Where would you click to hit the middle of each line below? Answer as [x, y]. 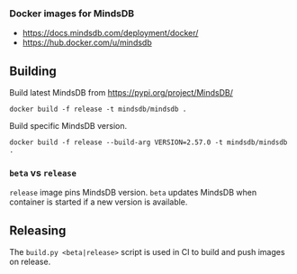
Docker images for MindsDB [72, 14]
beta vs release [43, 173]
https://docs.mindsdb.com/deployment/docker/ [110, 33]
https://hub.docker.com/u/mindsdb [87, 42]
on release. [30, 262]
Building [33, 71]
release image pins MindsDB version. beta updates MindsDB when [133, 193]
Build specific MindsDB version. [68, 126]
